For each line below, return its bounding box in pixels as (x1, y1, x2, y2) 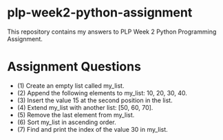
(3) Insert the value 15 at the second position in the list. (17, 96, 173, 104)
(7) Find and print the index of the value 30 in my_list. (17, 125, 169, 133)
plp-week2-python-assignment (7, 5, 193, 21)
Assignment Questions (7, 59, 141, 75)
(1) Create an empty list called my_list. (17, 81, 125, 90)
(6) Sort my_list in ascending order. (17, 118, 117, 126)
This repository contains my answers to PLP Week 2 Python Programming (7, 27, 217, 36)
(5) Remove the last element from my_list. (17, 110, 135, 119)
